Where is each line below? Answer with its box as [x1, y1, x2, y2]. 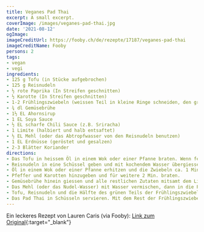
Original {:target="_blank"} [6, 218, 72, 225]
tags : [6, 54, 20, 60]
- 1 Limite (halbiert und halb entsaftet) [6, 128, 115, 134]
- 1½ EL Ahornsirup [6, 111, 56, 117]
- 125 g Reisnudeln [6, 83, 56, 89]
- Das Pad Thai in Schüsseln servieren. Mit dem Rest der [6, 195, 156, 201]
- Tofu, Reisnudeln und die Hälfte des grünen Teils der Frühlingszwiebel [6, 189, 200, 196]
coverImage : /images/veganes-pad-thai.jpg [6, 20, 115, 26]
